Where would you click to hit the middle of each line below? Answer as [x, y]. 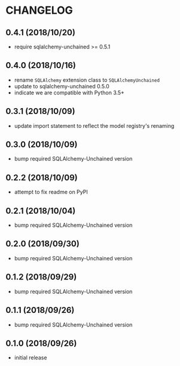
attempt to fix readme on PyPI [51, 192]
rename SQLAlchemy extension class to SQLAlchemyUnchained [87, 80]
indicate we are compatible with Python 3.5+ [69, 93]
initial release [30, 358]
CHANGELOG [39, 10]
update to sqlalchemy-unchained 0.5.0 [62, 86]
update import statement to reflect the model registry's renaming [94, 125]
